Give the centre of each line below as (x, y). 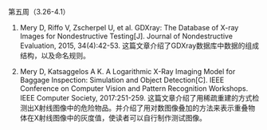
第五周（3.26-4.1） (39, 12)
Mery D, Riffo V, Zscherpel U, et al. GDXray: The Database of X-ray (129, 28)
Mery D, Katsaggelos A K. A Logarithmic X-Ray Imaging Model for (128, 71)
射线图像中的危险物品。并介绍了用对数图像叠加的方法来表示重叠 (143, 108)
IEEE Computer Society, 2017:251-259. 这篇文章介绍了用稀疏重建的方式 (136, 98)
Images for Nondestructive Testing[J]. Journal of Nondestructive (126, 36)
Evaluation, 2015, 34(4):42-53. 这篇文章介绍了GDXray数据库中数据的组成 (139, 45)
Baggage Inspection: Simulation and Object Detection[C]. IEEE (122, 80)
